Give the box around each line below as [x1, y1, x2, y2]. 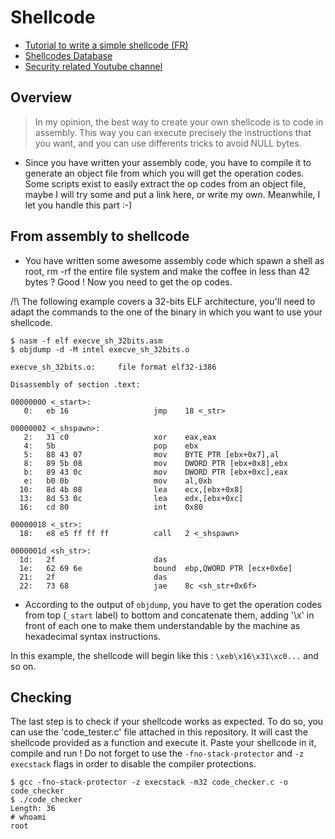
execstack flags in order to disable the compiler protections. [10, 758, 257, 770]
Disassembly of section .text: [10, 379, 141, 390]
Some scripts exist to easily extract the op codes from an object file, [24, 177, 307, 190]
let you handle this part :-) [24, 199, 133, 211]
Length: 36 [10, 804, 56, 814]
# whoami [10, 812, 47, 823]
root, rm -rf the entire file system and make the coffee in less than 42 [24, 265, 310, 277]
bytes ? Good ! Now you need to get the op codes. [24, 276, 233, 288]
